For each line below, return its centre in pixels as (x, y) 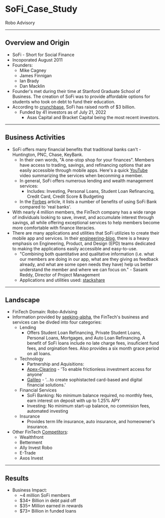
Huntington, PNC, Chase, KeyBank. (48, 154)
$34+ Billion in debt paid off (48, 501)
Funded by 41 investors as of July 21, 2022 (63, 112)
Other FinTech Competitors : (40, 432)
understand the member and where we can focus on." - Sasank (84, 270)
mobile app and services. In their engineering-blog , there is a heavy (81, 238)
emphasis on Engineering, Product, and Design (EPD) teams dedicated (84, 243)
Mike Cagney (33, 70)
